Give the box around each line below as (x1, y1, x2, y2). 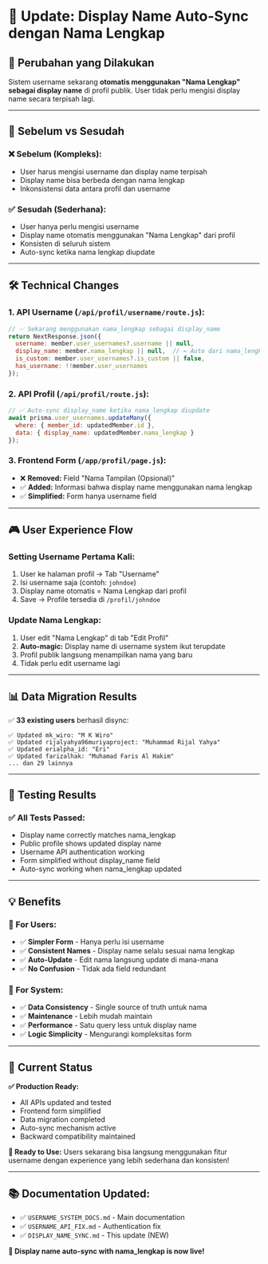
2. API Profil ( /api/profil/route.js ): (8, 388, 149, 399)
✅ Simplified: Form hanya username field (19, 491, 157, 501)
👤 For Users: (8, 918, 57, 929)
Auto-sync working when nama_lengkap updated (19, 864, 182, 874)
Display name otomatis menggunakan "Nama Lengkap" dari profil (19, 230, 235, 240)
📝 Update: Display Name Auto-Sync (8, 7, 249, 26)
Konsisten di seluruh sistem (19, 239, 111, 248)
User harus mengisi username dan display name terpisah (19, 167, 207, 176)
